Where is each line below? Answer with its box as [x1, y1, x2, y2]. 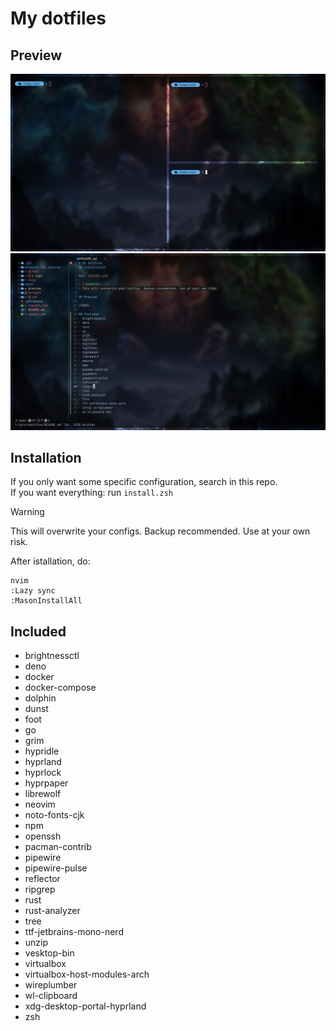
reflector [24, 873, 61, 885]
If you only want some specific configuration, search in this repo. [10, 476, 278, 488]
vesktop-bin [24, 947, 75, 959]
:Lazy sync [10, 586, 56, 596]
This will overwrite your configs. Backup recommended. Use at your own [10, 525, 311, 537]
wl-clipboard [24, 990, 78, 1002]
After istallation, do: [10, 555, 91, 567]
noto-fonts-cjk [24, 809, 85, 821]
